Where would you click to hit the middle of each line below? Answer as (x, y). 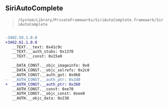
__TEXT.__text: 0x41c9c (37, 47)
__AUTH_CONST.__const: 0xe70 (43, 89)
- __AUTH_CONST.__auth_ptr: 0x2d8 (43, 79)
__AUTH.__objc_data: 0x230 (41, 98)
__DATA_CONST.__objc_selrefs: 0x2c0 (51, 70)
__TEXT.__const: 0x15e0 (37, 57)
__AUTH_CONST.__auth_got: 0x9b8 (46, 75)
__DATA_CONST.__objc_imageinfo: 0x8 (51, 66)
